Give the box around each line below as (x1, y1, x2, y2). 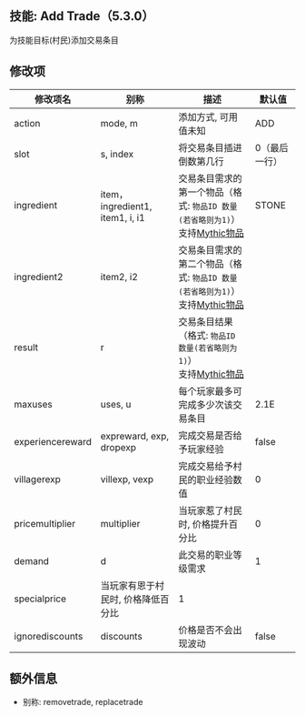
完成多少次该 (178, 398, 233, 411)
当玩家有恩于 (100, 579, 156, 591)
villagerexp (14, 472, 61, 485)
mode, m (100, 116, 138, 129)
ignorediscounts (14, 630, 84, 642)
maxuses (14, 398, 53, 410)
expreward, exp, (100, 429, 170, 442)
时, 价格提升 (178, 518, 230, 530)
